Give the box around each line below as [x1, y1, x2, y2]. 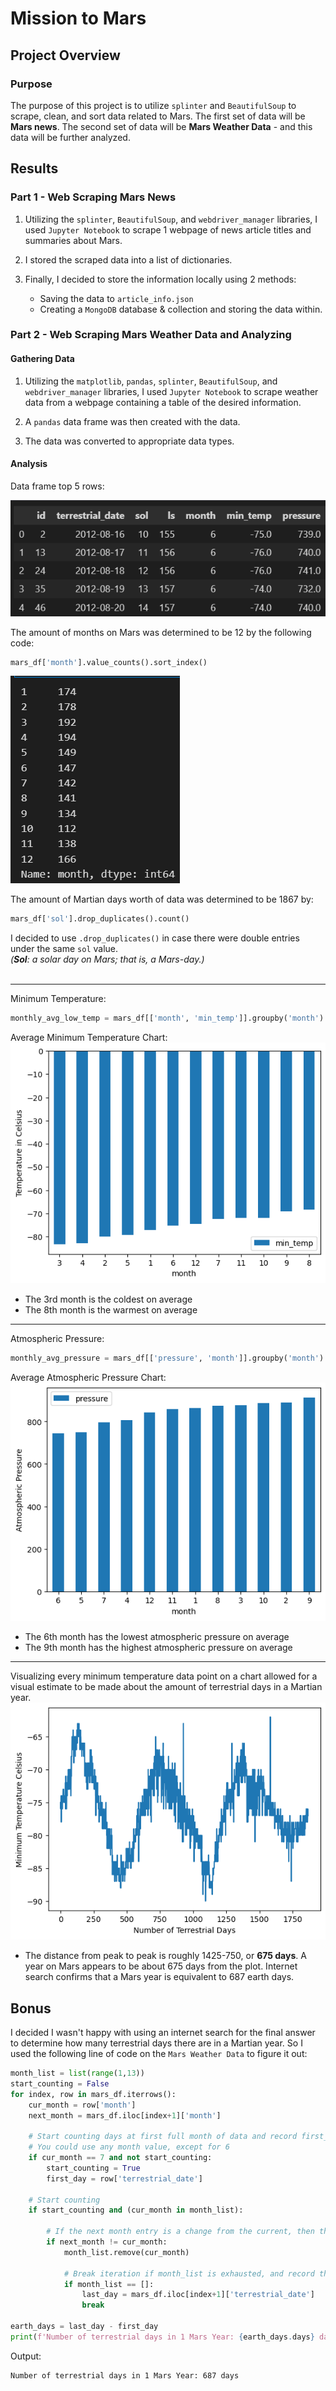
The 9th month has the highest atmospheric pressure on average [24, 1641, 293, 1653]
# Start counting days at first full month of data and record [28, 2132, 298, 2142]
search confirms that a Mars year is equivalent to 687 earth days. [24, 1971, 295, 1983]
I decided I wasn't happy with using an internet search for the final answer [10, 2027, 316, 2039]
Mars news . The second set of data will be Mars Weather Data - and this [10, 120, 313, 132]
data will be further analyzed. [10, 131, 131, 143]
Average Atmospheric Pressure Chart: [10, 1371, 167, 1383]
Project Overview [10, 47, 121, 64]
